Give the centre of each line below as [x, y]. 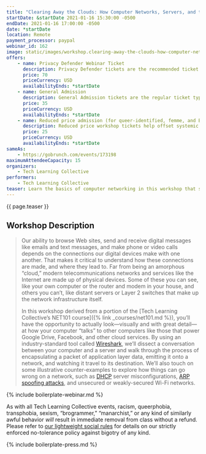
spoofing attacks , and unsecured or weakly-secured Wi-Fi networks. [108, 383]
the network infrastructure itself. [62, 299]
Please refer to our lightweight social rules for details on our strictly [91, 426]
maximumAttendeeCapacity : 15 [44, 160]
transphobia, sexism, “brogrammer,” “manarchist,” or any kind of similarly [99, 413]
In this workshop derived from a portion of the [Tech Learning [99, 311]
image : [15, 52]
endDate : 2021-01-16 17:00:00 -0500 [53, 23]
